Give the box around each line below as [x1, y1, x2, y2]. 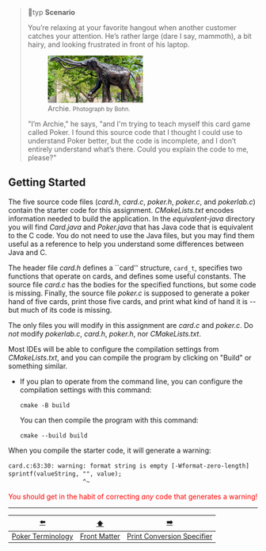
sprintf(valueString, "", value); [8, 469, 123, 478]
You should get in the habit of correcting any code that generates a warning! [8, 491, 258, 501]
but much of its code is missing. [8, 305, 112, 314]
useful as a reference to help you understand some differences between [8, 239, 244, 249]
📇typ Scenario [27, 8, 75, 17]
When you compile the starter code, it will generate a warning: [8, 445, 211, 455]
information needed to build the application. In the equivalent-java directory [8, 214, 256, 223]
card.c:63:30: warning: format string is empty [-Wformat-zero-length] [8, 461, 249, 470]
